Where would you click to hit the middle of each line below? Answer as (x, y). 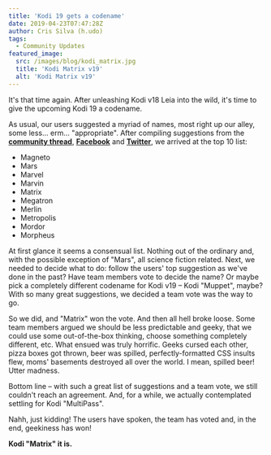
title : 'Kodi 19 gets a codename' (67, 16)
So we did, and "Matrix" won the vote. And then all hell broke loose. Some (132, 318)
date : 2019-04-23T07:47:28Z (56, 24)
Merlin (31, 209)
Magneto (35, 157)
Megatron (37, 200)
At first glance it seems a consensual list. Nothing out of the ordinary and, (131, 251)
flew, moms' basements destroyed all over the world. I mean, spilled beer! (132, 361)
